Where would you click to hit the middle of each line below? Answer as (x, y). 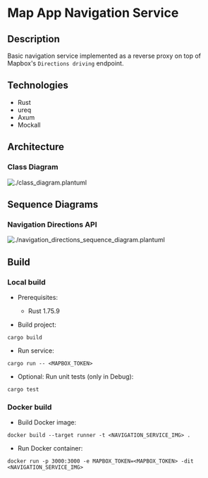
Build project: (37, 325)
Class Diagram (33, 167)
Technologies (38, 86)
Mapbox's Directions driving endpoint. (66, 63)
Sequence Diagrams (53, 205)
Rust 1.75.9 (44, 310)
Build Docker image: (47, 422)
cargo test (23, 389)
